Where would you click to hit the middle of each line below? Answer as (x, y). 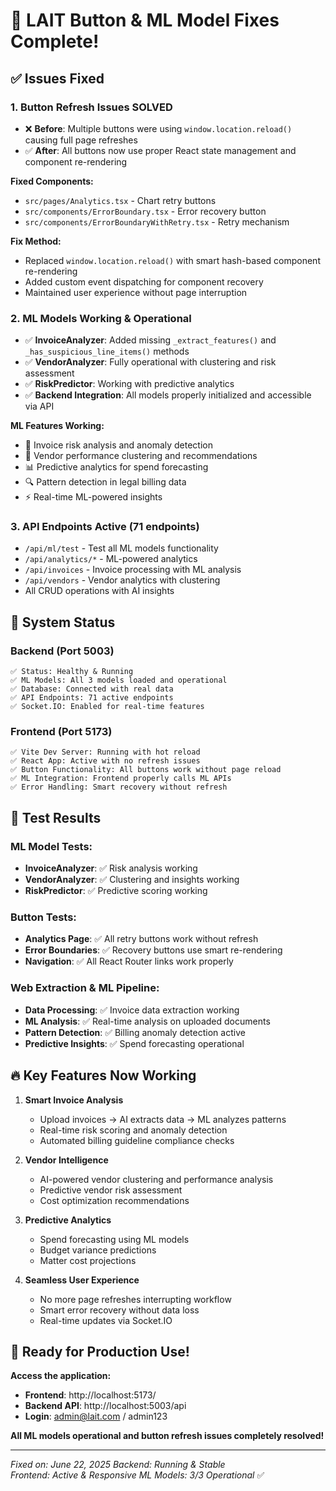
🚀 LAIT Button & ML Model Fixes (145, 20)
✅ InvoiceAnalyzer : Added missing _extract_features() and (150, 340)
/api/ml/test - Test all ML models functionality (121, 548)
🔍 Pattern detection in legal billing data (105, 482)
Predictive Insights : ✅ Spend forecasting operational (134, 1043)
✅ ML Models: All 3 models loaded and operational (119, 680)
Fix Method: (36, 241)
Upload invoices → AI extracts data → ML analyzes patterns (163, 1119)
